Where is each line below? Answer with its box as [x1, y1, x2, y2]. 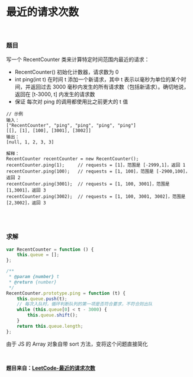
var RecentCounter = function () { [6, 247, 94, 253]
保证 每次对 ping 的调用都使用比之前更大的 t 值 [14, 98, 128, 106]
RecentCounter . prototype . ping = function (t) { [6, 290, 126, 296]
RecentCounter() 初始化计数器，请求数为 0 [14, 69, 119, 76]
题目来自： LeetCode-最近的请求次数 [6, 364, 96, 371]
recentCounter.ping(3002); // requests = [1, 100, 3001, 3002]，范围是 [6, 194, 186, 200]
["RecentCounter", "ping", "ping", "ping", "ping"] [6, 123, 136, 129]
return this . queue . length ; [17, 323, 83, 329]
